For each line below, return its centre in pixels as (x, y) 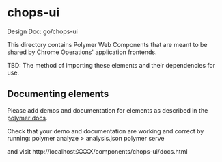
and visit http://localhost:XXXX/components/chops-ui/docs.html (97, 151)
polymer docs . (27, 118)
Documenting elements (58, 94)
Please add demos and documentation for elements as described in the (108, 110)
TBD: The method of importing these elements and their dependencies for (111, 65)
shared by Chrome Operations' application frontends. (82, 52)
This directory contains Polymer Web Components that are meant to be (107, 44)
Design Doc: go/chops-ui (43, 31)
